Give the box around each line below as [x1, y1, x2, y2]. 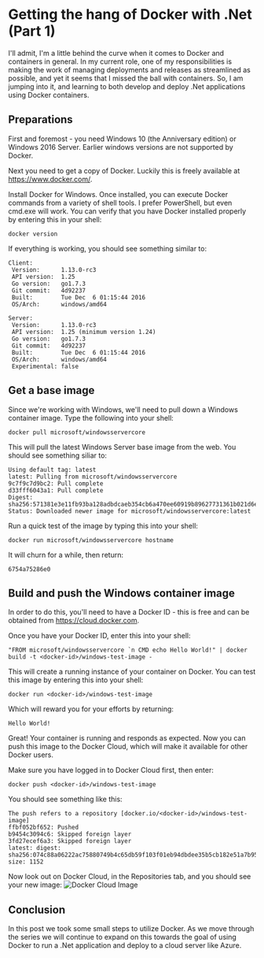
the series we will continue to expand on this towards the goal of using [8, 932, 237, 942]
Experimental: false [11, 362, 79, 370]
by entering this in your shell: [8, 214, 102, 224]
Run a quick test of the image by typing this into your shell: [8, 521, 199, 530]
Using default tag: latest [8, 466, 97, 473]
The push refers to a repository [8, 810, 118, 818]
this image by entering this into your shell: [8, 675, 144, 685]
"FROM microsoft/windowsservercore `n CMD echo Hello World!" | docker [8, 646, 247, 655]
